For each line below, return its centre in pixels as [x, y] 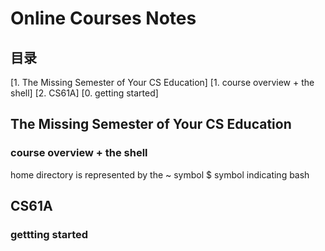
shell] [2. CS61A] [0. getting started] [84, 93]
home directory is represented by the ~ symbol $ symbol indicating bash [160, 174]
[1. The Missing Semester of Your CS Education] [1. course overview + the [162, 82]
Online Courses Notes [103, 18]
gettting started [49, 234]
